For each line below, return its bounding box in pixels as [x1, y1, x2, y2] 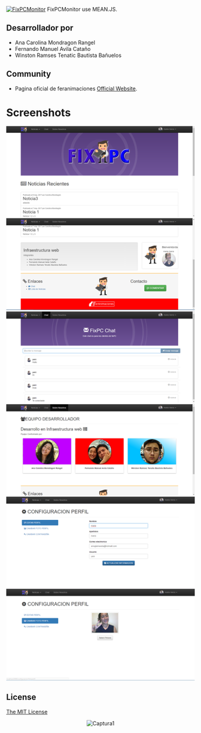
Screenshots [6, 105, 71, 119]
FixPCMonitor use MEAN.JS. [47, 6, 118, 13]
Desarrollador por [6, 23, 74, 33]
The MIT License [6, 708, 48, 715]
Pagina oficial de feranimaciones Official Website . [14, 84, 138, 92]
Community [6, 69, 51, 79]
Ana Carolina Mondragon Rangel [14, 39, 96, 46]
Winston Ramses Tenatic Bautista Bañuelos [14, 52, 121, 59]
